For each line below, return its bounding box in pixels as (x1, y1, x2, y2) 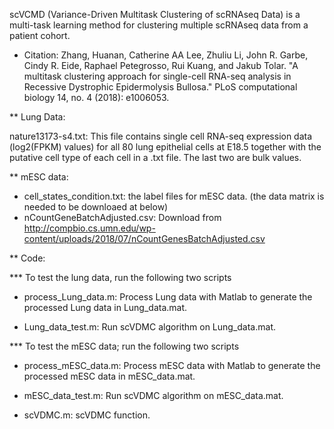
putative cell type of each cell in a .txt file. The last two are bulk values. (9, 152, 302, 163)
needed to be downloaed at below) (23, 201, 169, 213)
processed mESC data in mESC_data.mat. (23, 370, 196, 382)
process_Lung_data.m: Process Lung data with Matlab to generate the (23, 291, 313, 303)
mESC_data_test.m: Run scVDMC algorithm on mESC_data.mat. (23, 390, 284, 401)
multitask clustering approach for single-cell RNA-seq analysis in (23, 70, 292, 82)
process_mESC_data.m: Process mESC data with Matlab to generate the (23, 360, 321, 371)
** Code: (9, 252, 46, 264)
